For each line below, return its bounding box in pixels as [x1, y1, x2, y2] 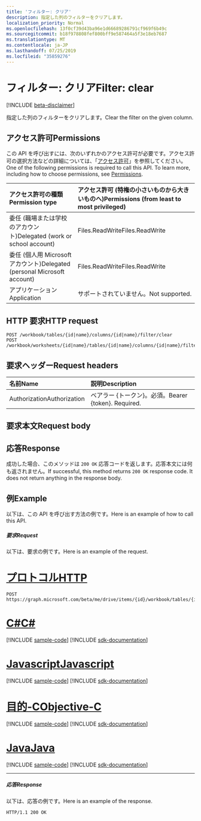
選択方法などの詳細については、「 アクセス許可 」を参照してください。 [16, 157, 187, 165]
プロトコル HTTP [6, 571, 88, 585]
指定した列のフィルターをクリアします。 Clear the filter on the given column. [6, 113, 194, 121]
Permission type [9, 199, 57, 207]
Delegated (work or [17, 232, 72, 240]
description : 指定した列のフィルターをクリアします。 [6, 14, 126, 20]
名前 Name [9, 380, 39, 387]
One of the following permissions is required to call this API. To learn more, [6, 164, 191, 172]
